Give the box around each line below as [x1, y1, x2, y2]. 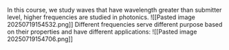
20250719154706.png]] [7, 35, 74, 43]
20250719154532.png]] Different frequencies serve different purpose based [7, 21, 223, 28]
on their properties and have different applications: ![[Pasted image [7, 27, 197, 36]
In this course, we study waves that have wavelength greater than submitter [7, 6, 222, 14]
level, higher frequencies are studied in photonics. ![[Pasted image [7, 13, 196, 21]
